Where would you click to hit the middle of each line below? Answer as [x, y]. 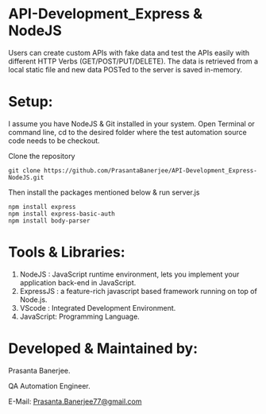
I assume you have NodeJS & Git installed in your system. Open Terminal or [132, 123]
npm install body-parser [49, 221]
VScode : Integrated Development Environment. [98, 308]
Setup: [31, 102]
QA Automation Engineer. [49, 385]
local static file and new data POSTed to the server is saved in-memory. [125, 69]
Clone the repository [42, 156]
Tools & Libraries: [67, 252]
